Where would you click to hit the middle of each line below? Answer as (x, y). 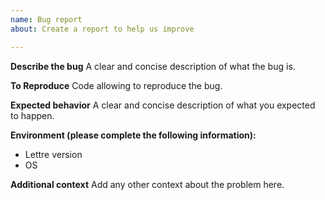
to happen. (32, 115)
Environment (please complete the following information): (133, 135)
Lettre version (53, 154)
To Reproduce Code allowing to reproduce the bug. (116, 85)
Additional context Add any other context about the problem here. (147, 184)
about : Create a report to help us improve (102, 29)
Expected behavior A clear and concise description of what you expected (163, 105)
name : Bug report (46, 19)
